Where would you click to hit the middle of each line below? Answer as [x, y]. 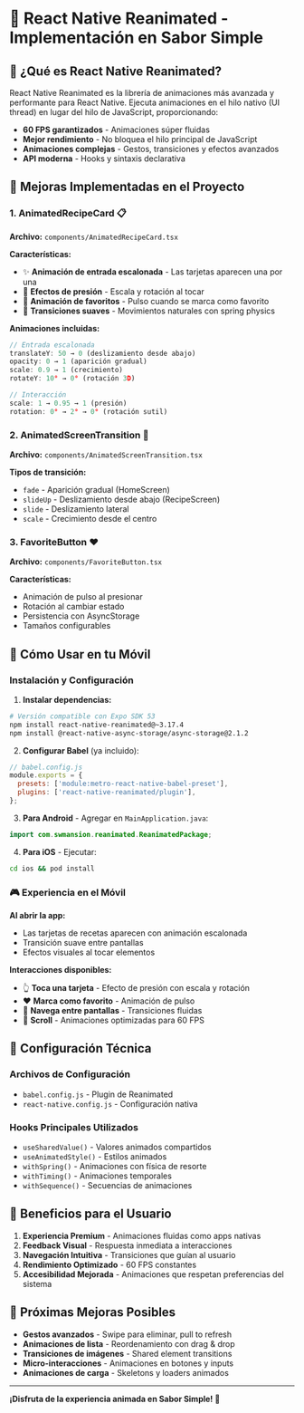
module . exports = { [46, 775]
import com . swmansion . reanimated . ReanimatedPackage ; [111, 834]
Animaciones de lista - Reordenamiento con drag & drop [128, 1343]
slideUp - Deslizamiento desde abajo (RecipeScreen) [121, 499]
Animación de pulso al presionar [82, 597]
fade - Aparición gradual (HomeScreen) [96, 489]
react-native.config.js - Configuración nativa [110, 1103]
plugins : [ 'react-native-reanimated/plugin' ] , [107, 793]
